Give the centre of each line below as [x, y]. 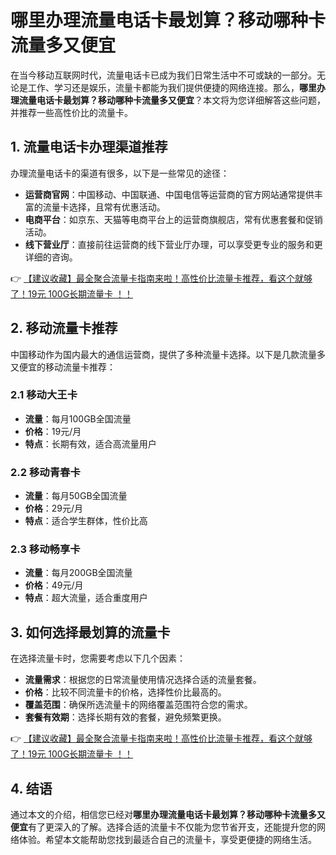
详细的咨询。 [51, 257]
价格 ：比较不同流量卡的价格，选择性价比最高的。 [125, 692]
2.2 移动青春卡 [45, 472]
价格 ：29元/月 [54, 508]
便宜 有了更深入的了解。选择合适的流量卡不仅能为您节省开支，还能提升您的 [163, 827]
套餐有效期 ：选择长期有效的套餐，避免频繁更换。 [125, 717]
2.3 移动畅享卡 [45, 549]
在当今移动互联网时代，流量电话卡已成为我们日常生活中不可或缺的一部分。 [163, 75]
